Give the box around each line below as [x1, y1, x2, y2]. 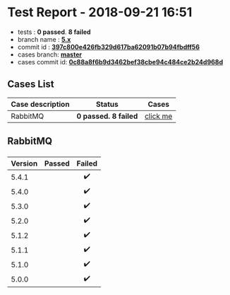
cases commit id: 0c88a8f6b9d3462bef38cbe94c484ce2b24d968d [17, 57, 224, 66]
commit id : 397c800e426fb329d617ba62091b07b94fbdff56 [17, 42, 200, 51]
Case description [11, 99, 70, 109]
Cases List [7, 79, 54, 91]
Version [11, 158, 38, 168]
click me [144, 111, 173, 121]
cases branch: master [17, 50, 83, 59]
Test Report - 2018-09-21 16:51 [7, 4, 193, 21]
